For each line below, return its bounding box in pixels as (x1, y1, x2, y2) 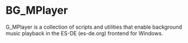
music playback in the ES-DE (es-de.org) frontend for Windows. (5, 29, 163, 36)
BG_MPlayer (5, 4, 68, 17)
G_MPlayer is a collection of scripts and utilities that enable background (5, 23, 183, 30)
